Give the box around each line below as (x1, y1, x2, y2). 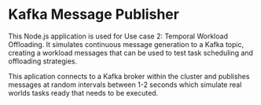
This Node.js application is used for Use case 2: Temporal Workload (8, 31, 228, 41)
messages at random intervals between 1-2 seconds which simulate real (8, 80, 242, 89)
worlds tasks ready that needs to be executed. (8, 88, 159, 97)
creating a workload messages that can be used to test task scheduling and (8, 48, 254, 57)
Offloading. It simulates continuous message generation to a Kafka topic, (8, 39, 244, 49)
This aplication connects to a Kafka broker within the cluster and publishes (8, 71, 250, 81)
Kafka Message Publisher (8, 5, 179, 24)
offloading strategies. (8, 56, 78, 66)
